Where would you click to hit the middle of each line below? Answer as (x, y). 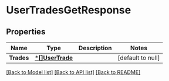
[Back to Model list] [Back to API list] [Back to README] (73, 72)
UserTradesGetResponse (69, 10)
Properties (26, 32)
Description (95, 48)
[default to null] (139, 58)
